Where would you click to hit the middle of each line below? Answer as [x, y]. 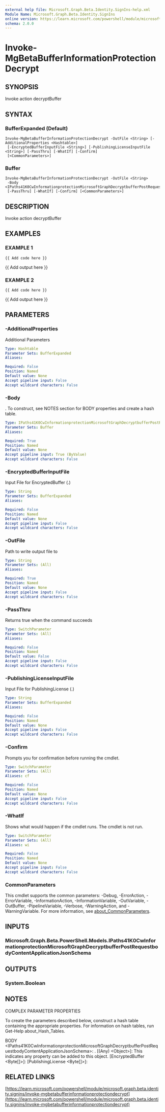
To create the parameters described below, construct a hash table [72, 1020]
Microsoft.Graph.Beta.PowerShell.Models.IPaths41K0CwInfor [81, 941]
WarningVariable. [23, 911]
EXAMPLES [23, 234]
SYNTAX [19, 114]
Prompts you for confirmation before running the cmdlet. [62, 758]
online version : [22, 19]
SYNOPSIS [22, 87]
